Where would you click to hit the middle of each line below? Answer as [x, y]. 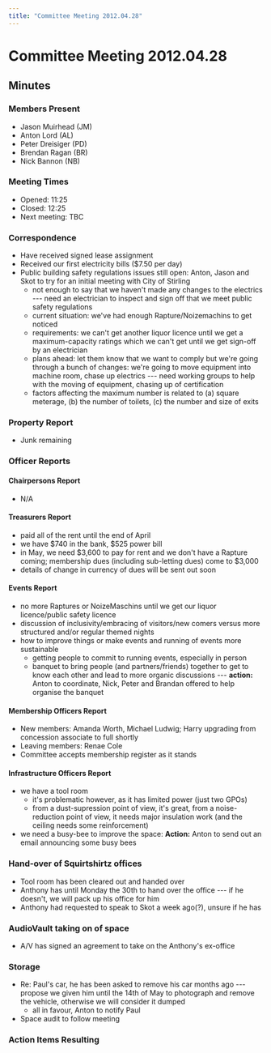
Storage [24, 966]
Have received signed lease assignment [87, 255]
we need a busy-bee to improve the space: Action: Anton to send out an [141, 834]
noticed [45, 324]
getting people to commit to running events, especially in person [140, 658]
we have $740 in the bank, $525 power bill [91, 544]
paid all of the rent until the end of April [85, 535]
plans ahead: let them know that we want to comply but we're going [145, 359]
